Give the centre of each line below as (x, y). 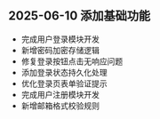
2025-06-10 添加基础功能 (80, 16)
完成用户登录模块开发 (60, 39)
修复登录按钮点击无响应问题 (72, 61)
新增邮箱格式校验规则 (60, 106)
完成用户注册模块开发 (60, 94)
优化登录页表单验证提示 (64, 83)
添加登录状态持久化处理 (64, 72)
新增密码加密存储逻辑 (60, 50)
